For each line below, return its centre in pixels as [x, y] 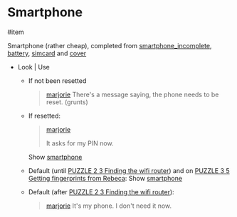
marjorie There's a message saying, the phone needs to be [132, 94]
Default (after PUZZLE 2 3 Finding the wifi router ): [101, 191]
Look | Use [33, 67]
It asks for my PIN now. [80, 143]
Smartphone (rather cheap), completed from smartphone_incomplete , [110, 45]
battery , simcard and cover [47, 53]
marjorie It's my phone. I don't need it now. [109, 206]
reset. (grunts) [67, 102]
